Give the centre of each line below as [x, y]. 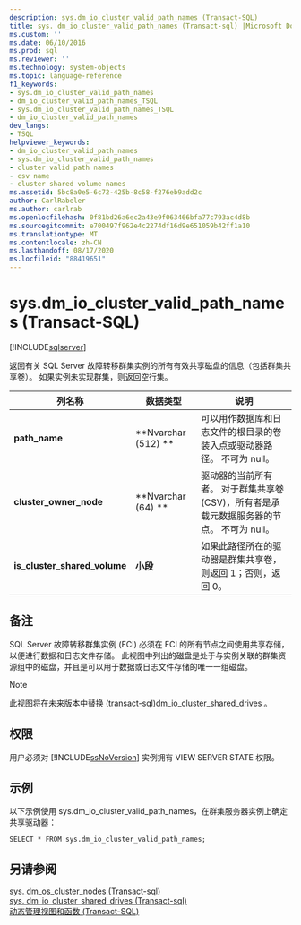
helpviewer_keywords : [50, 142]
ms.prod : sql [34, 51]
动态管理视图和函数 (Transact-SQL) [74, 912]
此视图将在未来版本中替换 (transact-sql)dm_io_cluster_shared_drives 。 [141, 703]
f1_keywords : [34, 84]
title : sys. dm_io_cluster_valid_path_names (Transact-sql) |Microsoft [146, 26]
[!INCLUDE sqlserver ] [48, 347]
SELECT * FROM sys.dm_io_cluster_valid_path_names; [107, 839]
